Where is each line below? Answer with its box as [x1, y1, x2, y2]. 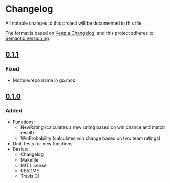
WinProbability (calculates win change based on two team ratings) [20, 135, 161, 141]
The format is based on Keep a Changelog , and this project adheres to [5, 30, 154, 36]
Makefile [20, 157, 39, 163]
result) [20, 130, 34, 136]
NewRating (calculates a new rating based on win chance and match [20, 124, 165, 130]
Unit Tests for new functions [12, 141, 73, 147]
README [20, 168, 39, 174]
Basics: [12, 146, 29, 152]
